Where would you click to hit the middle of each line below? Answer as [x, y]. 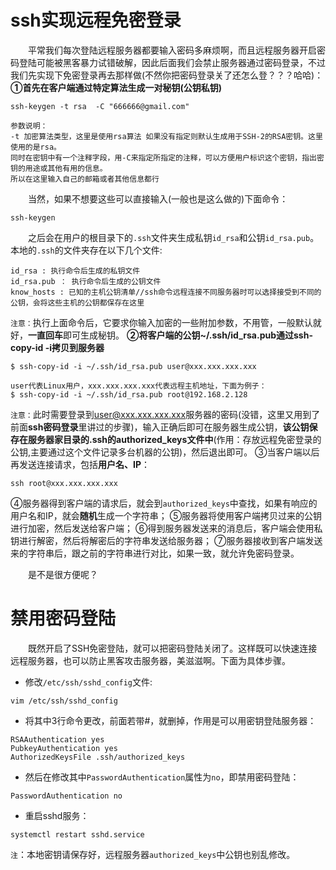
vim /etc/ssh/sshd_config [64, 701]
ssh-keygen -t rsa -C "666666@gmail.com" [100, 106]
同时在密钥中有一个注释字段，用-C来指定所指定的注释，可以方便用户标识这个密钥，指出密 [167, 157]
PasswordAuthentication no [66, 796]
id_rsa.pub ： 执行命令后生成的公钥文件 [86, 281]
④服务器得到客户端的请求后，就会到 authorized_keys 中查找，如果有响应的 [164, 503]
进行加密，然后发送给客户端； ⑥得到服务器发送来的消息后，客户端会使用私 [166, 528]
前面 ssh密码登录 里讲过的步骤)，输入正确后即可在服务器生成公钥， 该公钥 [160, 427]
